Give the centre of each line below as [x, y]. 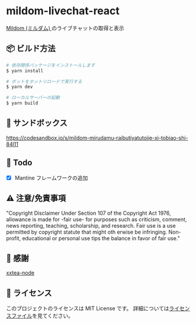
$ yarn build [22, 103]
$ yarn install [25, 71]
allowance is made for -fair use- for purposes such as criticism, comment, [97, 219]
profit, [14, 238]
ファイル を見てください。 [42, 316]
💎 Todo [19, 163]
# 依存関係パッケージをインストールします [51, 65]
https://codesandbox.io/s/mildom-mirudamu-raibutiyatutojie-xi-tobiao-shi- [97, 138]
